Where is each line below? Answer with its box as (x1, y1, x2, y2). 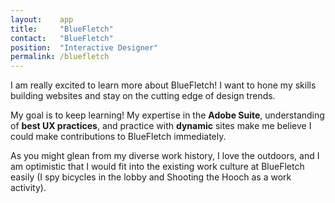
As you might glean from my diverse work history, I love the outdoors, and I (10, 150, 320, 162)
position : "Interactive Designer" (10, 42, 159, 53)
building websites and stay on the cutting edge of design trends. (10, 90, 276, 102)
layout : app (10, 14, 74, 25)
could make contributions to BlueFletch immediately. (10, 131, 227, 143)
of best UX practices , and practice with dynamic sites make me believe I (10, 120, 312, 132)
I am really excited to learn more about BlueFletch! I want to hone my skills (10, 79, 317, 91)
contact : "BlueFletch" (10, 33, 114, 43)
